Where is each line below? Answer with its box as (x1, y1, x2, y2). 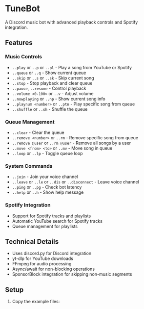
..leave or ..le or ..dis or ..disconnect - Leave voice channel (12, 179, 139, 185)
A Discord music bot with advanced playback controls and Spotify (5, 19, 138, 25)
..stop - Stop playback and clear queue (12, 80, 93, 86)
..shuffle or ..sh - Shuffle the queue (12, 106, 88, 112)
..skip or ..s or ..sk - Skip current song (12, 75, 94, 81)
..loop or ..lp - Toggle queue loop (12, 150, 83, 156)
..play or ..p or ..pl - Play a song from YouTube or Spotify (12, 64, 132, 70)
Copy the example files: (12, 299, 60, 305)
